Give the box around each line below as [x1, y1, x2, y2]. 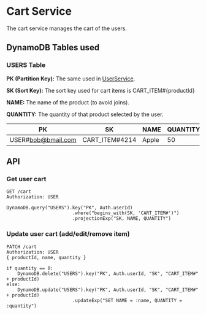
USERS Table [6, 61, 46, 69]
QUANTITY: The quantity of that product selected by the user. [6, 111, 164, 118]
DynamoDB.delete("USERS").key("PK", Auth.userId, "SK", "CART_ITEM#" [17, 270, 199, 277]
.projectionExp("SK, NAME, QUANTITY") [72, 216, 172, 222]
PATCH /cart [6, 244, 37, 250]
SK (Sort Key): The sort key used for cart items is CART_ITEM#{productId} [6, 87, 195, 94]
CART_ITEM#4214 [82, 135, 137, 144]
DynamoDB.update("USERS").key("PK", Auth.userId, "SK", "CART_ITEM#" [17, 287, 199, 293]
